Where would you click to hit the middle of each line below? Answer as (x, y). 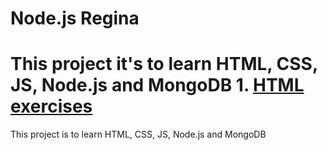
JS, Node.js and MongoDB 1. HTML (157, 85)
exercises (51, 106)
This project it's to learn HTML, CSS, (164, 64)
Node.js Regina (75, 18)
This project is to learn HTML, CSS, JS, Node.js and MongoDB (138, 134)
